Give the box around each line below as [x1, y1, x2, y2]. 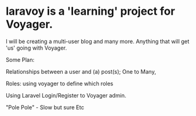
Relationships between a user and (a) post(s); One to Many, [6, 68, 156, 75]
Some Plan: [6, 56, 35, 63]
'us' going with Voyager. [6, 44, 67, 52]
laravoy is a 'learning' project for [6, 4, 176, 18]
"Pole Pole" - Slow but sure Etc [6, 103, 84, 111]
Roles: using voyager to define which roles [6, 80, 114, 87]
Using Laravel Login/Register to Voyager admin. [6, 91, 127, 99]
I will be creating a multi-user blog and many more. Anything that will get [6, 37, 190, 45]
